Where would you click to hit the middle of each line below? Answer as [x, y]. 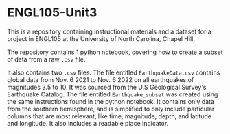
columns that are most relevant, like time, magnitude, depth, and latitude [109, 116]
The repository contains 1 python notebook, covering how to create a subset [115, 52]
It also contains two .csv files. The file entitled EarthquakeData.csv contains [114, 72]
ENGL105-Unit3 [52, 13]
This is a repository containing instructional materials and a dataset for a [109, 31]
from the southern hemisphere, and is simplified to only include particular [111, 109]
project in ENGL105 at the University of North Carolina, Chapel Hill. [101, 38]
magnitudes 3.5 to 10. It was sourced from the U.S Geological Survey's [107, 87]
